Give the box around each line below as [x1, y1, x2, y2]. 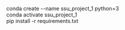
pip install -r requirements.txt [6, 18, 79, 24]
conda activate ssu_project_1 [6, 11, 77, 18]
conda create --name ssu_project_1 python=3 [6, 5, 120, 12]
